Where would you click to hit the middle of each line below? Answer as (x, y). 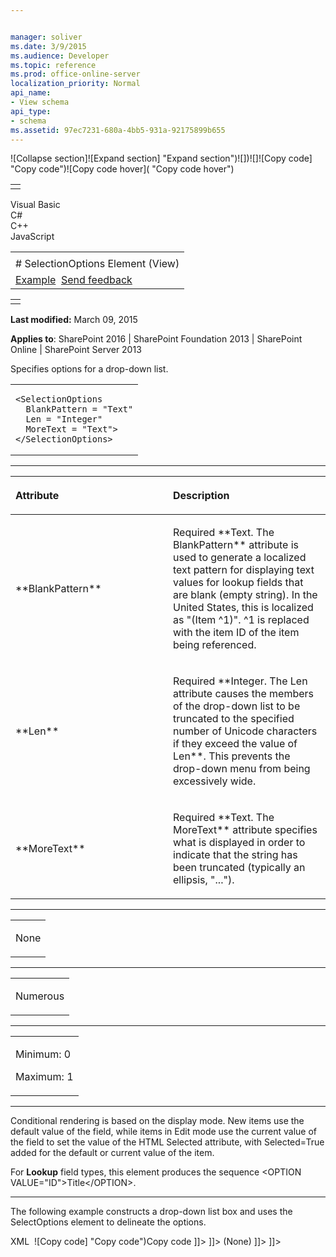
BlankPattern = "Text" (79, 409)
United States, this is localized (243, 608)
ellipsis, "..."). (204, 880)
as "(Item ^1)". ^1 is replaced (241, 620)
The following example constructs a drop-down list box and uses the (151, 1212)
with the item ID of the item (236, 633)
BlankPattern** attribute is (236, 545)
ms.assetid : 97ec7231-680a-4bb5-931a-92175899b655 (118, 130)
